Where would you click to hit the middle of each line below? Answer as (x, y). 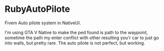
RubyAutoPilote (37, 9)
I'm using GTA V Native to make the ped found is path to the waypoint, (76, 32)
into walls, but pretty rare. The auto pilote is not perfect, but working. (75, 43)
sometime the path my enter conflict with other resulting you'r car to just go (82, 38)
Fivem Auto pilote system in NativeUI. (43, 23)
